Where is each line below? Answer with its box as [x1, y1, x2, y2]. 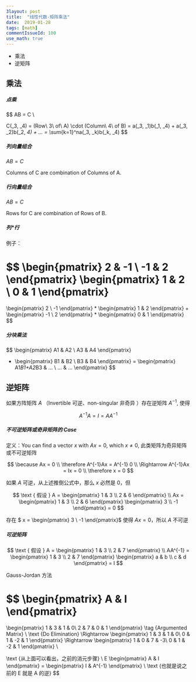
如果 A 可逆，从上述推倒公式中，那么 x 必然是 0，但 [6, 479, 130, 486]
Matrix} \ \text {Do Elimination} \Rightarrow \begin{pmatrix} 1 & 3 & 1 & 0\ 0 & [6, 631, 190, 638]
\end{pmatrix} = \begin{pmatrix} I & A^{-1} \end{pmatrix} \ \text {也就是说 [6, 662, 183, 670]
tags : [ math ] [6, 25, 38, 31]
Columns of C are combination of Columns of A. [6, 169, 122, 176]
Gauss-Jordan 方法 [6, 571, 53, 579]
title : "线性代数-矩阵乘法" [6, 14, 70, 20]
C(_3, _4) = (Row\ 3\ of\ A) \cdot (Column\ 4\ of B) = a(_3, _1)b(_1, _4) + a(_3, [6, 122, 188, 129]
